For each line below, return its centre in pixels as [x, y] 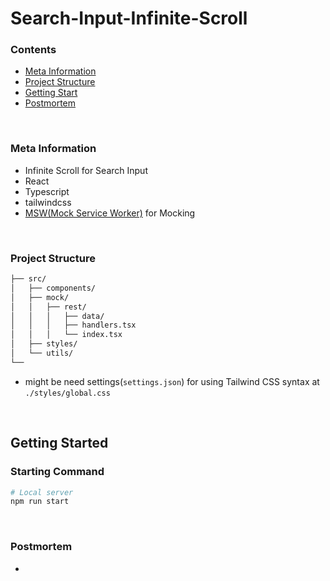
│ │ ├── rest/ [48, 307]
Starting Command [57, 472]
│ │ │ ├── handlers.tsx [73, 325]
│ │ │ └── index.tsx [66, 335]
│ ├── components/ [53, 288]
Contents [33, 50]
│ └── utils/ [42, 353]
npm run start [40, 502]
